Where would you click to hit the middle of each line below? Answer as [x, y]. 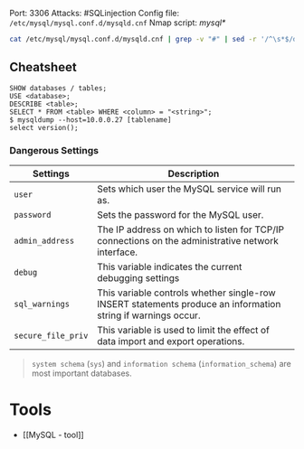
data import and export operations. [171, 341]
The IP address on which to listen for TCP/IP [190, 229]
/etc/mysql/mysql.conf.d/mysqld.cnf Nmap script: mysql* [118, 23]
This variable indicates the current [169, 267]
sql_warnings [42, 304]
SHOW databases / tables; [58, 88]
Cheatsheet [43, 67]
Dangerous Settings [54, 150]
